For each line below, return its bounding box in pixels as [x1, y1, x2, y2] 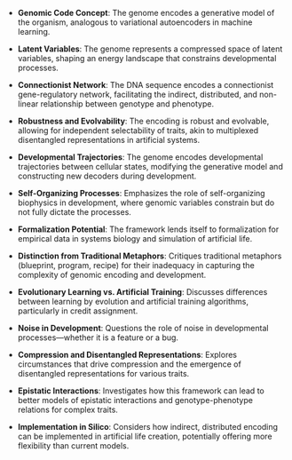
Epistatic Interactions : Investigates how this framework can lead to [17, 385, 264, 396]
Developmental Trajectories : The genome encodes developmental [17, 152, 264, 163]
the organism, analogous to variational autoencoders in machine [17, 17, 253, 28]
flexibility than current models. [17, 440, 130, 451]
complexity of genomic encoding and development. [17, 270, 207, 280]
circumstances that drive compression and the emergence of [17, 359, 241, 369]
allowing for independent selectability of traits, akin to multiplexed [17, 125, 259, 136]
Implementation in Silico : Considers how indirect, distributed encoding [17, 422, 278, 432]
